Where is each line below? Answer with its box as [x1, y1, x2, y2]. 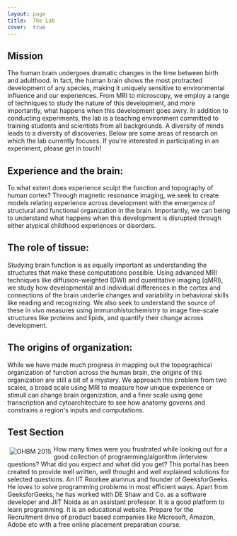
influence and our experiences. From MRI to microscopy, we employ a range [7, 92, 230, 100]
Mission [7, 50, 44, 62]
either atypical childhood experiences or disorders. [7, 221, 156, 229]
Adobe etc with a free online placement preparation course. [7, 520, 182, 529]
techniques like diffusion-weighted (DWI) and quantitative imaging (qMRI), [7, 275, 224, 284]
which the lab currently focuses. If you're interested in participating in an [7, 136, 219, 146]
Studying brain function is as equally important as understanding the [7, 261, 207, 269]
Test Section [7, 427, 64, 439]
